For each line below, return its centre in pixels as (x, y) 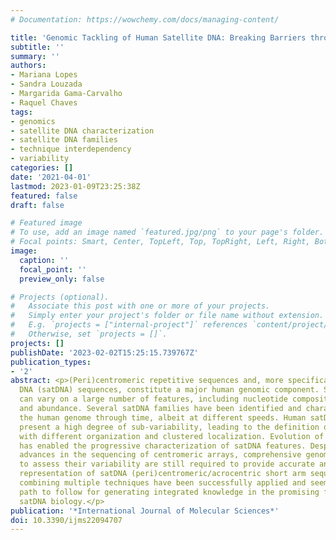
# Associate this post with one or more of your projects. (140, 306)
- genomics (33, 121)
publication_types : (51, 362)
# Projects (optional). (60, 297)
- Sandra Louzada (46, 84)
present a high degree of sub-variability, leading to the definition (169, 427)
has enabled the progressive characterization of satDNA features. (163, 446)
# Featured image (46, 223)
